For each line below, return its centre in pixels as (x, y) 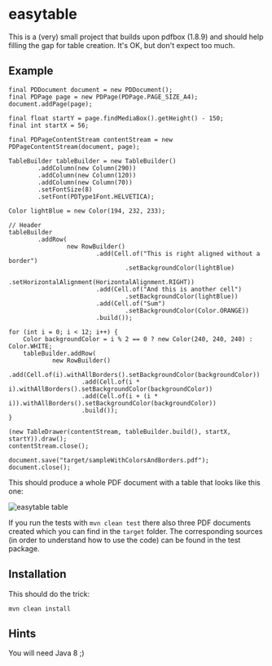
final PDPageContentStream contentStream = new (91, 139)
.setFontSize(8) (65, 189)
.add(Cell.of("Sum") (130, 303)
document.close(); (39, 467)
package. (24, 548)
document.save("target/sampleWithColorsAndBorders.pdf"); (109, 460)
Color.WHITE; (31, 346)
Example (31, 71)
